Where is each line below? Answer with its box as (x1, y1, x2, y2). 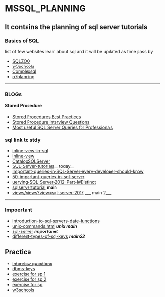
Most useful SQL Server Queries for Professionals (12, 124, 113, 130)
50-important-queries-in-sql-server (12, 174, 85, 180)
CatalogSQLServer (12, 158, 51, 164)
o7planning (12, 73, 35, 79)
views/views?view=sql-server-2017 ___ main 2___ (12, 190, 112, 196)
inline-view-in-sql (12, 148, 48, 154)
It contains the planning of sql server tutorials (5, 23, 148, 31)
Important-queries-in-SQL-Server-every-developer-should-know (12, 168, 144, 175)
